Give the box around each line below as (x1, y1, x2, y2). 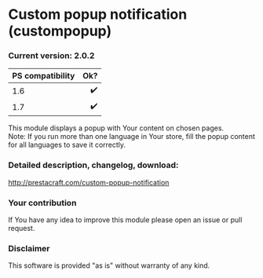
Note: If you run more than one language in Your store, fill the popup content (8, 132, 255, 141)
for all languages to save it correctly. (8, 140, 126, 150)
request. (8, 224, 35, 233)
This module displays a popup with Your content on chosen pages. (8, 123, 225, 133)
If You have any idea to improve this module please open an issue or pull (8, 215, 243, 225)
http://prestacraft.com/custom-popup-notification (8, 177, 170, 187)
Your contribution (8, 197, 77, 208)
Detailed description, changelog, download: (8, 159, 179, 170)
